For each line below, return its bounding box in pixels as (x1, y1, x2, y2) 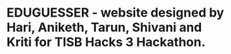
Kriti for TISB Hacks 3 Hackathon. (6, 35, 206, 50)
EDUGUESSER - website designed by (6, 5, 225, 21)
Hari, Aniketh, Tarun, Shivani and (6, 19, 202, 35)
